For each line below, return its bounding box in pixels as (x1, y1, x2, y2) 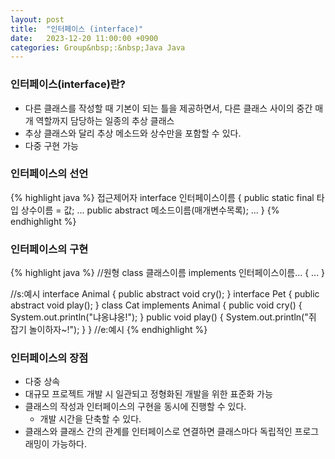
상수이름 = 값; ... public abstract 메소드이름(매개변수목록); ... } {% (20, 204, 280, 216)
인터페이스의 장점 (10, 351, 89, 365)
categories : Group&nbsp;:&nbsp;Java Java (10, 42, 186, 53)
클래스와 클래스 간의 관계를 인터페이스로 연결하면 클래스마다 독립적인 (24, 426, 293, 438)
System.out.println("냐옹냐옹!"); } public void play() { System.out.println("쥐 (10, 311, 317, 323)
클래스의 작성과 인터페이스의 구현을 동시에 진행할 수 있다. (24, 401, 247, 413)
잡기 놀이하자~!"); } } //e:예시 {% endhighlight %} (10, 324, 208, 336)
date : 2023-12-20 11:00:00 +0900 (10, 33, 159, 43)
